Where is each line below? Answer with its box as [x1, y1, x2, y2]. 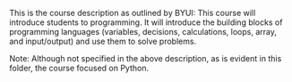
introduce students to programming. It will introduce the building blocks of [9, 17, 283, 28]
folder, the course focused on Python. [9, 62, 150, 73]
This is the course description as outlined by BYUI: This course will [9, 8, 256, 18]
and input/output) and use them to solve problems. [9, 36, 197, 46]
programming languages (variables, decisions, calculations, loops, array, [9, 27, 278, 37]
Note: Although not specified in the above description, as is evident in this [9, 53, 282, 63]
